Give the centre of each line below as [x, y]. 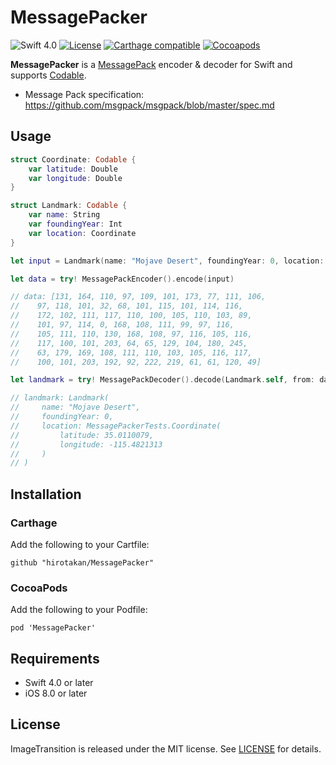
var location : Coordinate [82, 233]
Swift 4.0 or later [59, 683]
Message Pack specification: [84, 94]
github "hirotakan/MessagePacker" [82, 562]
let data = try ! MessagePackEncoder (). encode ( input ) [122, 279]
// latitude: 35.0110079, [82, 435]
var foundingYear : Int [75, 224]
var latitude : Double [73, 169]
